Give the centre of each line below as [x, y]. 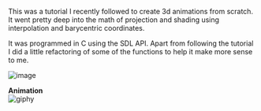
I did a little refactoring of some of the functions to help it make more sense [130, 52]
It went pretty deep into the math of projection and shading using [114, 20]
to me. [19, 60]
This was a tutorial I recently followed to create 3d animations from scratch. [131, 11]
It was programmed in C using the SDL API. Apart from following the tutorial [131, 43]
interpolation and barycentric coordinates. [76, 28]
